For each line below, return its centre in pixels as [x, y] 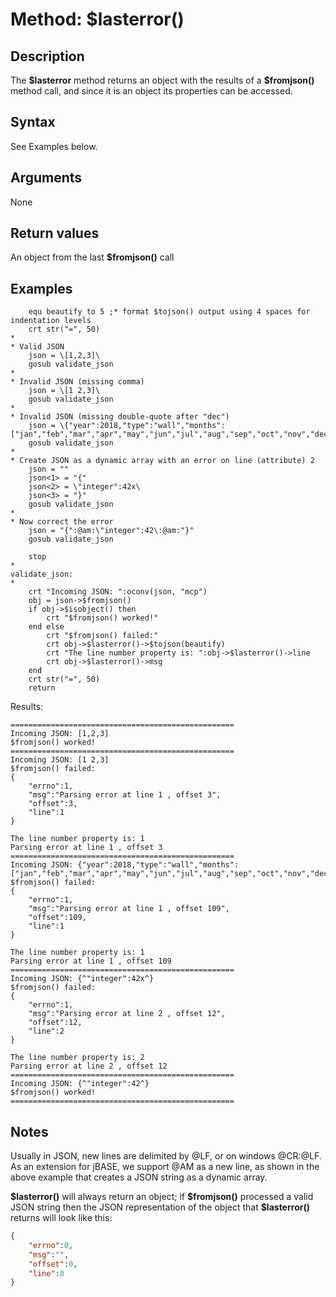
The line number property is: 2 [77, 1058]
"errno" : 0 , [51, 1245]
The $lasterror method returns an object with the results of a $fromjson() [162, 80]
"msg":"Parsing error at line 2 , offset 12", [127, 1014]
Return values [55, 233]
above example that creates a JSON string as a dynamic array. [139, 1177]
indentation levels [51, 321]
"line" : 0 [46, 1273]
